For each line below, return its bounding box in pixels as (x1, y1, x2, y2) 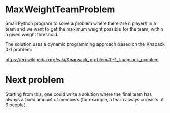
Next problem (5, 74, 64, 86)
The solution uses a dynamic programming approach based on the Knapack (5, 41, 165, 47)
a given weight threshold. (5, 31, 59, 37)
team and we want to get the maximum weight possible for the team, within (5, 25, 163, 32)
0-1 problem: (5, 46, 32, 52)
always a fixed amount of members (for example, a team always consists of (5, 96, 164, 102)
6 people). (5, 102, 27, 108)
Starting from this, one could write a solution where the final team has (5, 91, 152, 97)
